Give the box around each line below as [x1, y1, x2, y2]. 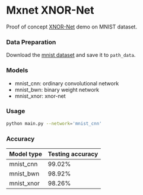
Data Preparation [6, 38, 56, 46]
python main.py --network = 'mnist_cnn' [6, 120, 102, 126]
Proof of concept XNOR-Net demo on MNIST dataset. [6, 23, 138, 30]
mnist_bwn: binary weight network [14, 86, 100, 93]
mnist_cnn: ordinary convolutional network [14, 79, 119, 87]
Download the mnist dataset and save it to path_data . [6, 52, 136, 59]
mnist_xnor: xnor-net [14, 92, 66, 100]
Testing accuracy [47, 150, 98, 158]
